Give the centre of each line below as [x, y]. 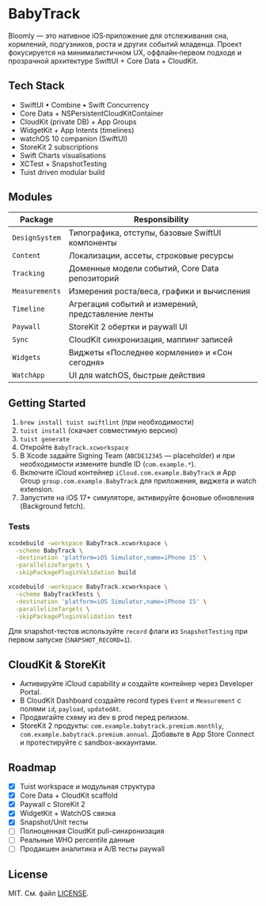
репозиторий [94, 278]
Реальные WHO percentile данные [77, 840]
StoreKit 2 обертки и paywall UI [128, 327]
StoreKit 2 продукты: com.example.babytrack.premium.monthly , [122, 726]
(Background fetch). [52, 506]
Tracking [28, 273]
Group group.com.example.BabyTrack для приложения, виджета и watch [138, 481]
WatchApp [28, 375]
